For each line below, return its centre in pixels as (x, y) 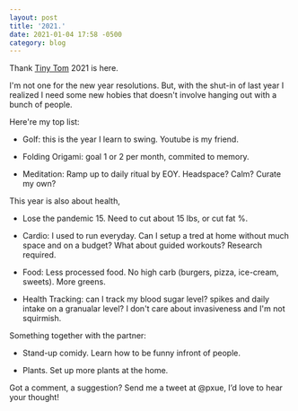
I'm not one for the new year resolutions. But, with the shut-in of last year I (147, 85)
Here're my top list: (44, 122)
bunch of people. (41, 105)
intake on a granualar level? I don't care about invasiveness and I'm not (153, 309)
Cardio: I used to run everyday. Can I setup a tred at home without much (156, 236)
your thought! (35, 398)
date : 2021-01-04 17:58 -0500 (66, 34)
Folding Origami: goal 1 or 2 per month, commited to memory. (136, 157)
